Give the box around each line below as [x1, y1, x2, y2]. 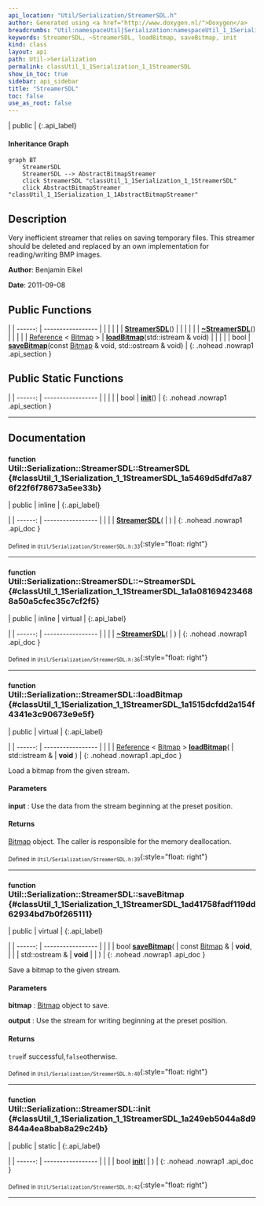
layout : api [8, 48, 47, 56]
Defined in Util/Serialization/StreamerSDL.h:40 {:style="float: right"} [8, 1067, 208, 1078]
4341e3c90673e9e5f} [8, 709, 95, 720]
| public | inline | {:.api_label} [8, 501, 101, 510]
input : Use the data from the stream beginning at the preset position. [8, 801, 233, 811]
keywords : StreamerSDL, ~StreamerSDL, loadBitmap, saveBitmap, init [8, 33, 237, 42]
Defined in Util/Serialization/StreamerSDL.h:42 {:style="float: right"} [8, 1180, 208, 1191]
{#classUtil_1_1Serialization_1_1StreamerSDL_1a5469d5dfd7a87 [8, 473, 252, 484]
